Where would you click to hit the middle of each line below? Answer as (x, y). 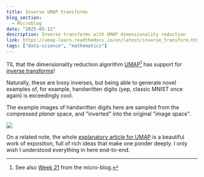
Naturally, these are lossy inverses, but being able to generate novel (91, 82)
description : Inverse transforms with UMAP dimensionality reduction (96, 35)
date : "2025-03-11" (31, 29)
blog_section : (24, 18)
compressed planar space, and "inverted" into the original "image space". (99, 114)
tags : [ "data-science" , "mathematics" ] (57, 46)
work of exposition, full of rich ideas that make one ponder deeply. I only (97, 143)
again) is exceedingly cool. (40, 95)
